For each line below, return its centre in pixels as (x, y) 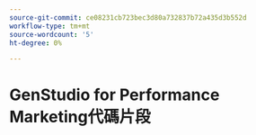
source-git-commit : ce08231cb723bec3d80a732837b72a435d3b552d (128, 18)
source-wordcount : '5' (52, 34)
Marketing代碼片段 (80, 117)
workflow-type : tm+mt (50, 26)
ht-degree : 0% (36, 43)
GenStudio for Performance (115, 95)
